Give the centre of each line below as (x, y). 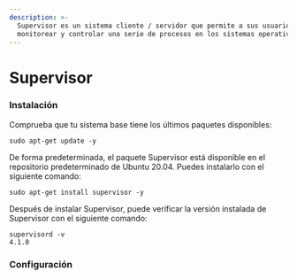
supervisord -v (37, 234)
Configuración (41, 264)
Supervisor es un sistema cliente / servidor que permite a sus (138, 26)
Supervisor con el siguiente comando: (78, 218)
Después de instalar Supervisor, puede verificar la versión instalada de (138, 208)
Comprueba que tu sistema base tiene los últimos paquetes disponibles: (141, 124)
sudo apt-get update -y (53, 141)
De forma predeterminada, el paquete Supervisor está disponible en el (137, 157)
